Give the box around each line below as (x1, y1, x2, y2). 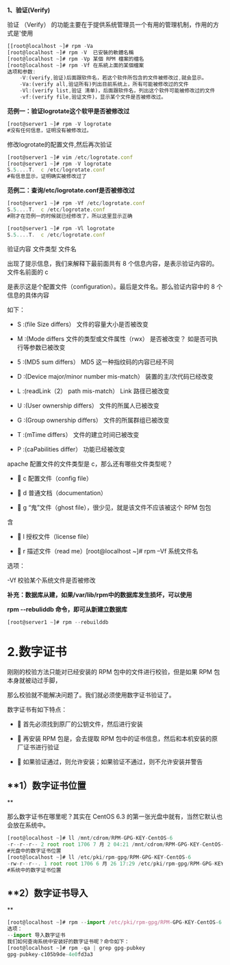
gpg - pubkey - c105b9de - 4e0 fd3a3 (7, 951, 94, 957)
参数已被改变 (29, 343, 66, 351)
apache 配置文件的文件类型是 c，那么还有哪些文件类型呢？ (7, 460, 173, 468)
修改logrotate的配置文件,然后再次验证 (7, 140, 112, 149)
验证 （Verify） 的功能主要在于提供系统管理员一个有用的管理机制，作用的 (7, 21, 214, 29)
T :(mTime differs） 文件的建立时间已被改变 (16, 430, 140, 438)
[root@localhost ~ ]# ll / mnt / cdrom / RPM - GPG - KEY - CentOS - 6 (7, 835, 173, 842)
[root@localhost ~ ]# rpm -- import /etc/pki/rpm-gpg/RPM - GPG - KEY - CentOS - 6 (7, 919, 222, 926)
